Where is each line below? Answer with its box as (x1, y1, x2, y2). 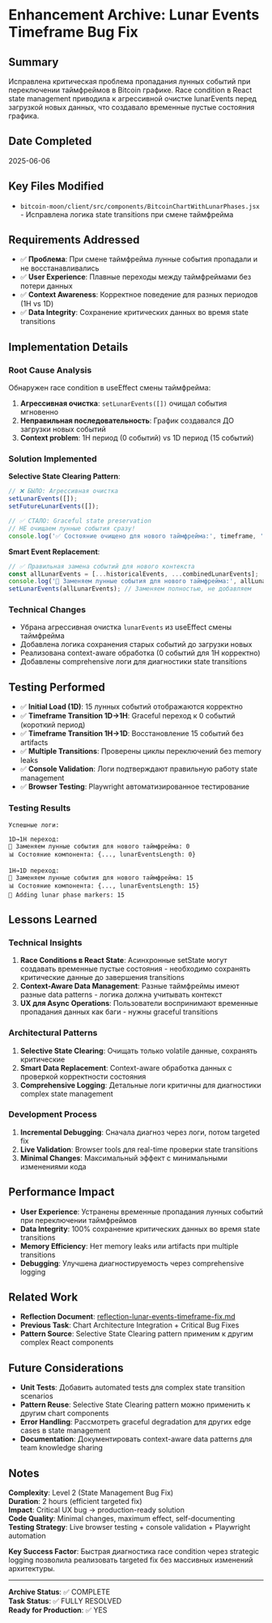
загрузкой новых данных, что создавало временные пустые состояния (8, 103, 255, 112)
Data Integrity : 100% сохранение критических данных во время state (19, 1224, 261, 1233)
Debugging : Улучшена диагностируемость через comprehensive (19, 1258, 244, 1268)
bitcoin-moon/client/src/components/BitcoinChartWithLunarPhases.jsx (19, 202, 261, 211)
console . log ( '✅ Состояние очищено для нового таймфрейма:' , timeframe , (8, 532, 257, 540)
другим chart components (19, 1408, 109, 1418)
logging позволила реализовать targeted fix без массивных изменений (8, 1555, 253, 1565)
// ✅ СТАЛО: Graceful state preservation (8, 517, 152, 526)
